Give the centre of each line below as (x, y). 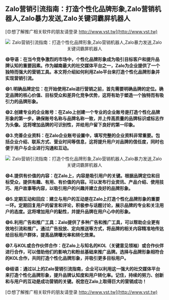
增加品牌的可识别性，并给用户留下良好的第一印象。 (84, 124)
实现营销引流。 (21, 78)
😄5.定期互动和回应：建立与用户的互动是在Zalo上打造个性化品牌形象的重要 (82, 199)
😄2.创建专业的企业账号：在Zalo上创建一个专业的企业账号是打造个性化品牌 (82, 112)
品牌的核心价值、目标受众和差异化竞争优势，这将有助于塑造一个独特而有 (84, 95)
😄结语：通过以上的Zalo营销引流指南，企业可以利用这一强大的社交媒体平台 (83, 269)
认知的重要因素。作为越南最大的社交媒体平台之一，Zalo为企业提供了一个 (84, 65)
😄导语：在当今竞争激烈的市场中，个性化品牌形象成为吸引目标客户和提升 (80, 59)
